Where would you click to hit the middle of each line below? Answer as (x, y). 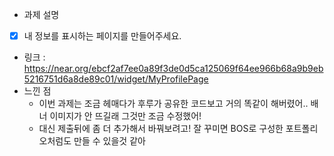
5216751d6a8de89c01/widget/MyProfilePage (116, 79)
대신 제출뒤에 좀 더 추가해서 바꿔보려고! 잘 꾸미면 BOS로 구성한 (161, 129)
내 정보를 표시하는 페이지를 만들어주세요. (102, 36)
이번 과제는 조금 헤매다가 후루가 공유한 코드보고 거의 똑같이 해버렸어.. (173, 104)
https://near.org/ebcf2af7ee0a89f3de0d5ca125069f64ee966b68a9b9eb (173, 69)
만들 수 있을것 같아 (109, 141)
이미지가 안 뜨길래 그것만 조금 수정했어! (125, 116)
